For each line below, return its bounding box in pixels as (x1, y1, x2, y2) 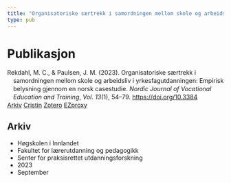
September (16, 168, 49, 176)
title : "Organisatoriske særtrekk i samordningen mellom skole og (7, 10, 201, 17)
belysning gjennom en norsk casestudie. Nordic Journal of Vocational (13, 85, 212, 93)
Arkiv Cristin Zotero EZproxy (7, 101, 88, 109)
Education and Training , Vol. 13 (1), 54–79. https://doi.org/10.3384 (13, 93, 198, 101)
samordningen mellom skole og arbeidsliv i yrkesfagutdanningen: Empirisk (13, 77, 224, 85)
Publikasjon (7, 46, 76, 62)
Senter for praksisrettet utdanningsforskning (16, 154, 143, 162)
